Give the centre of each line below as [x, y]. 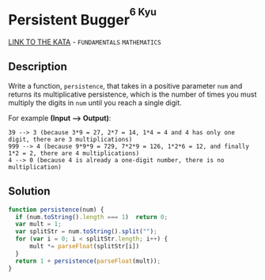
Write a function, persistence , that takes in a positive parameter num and [125, 85]
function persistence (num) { [56, 210]
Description [38, 67]
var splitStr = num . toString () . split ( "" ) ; [86, 232]
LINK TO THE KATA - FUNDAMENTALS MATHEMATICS [85, 42]
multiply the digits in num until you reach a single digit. [95, 102]
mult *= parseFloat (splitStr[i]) [84, 247]
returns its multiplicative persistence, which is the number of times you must [132, 94]
